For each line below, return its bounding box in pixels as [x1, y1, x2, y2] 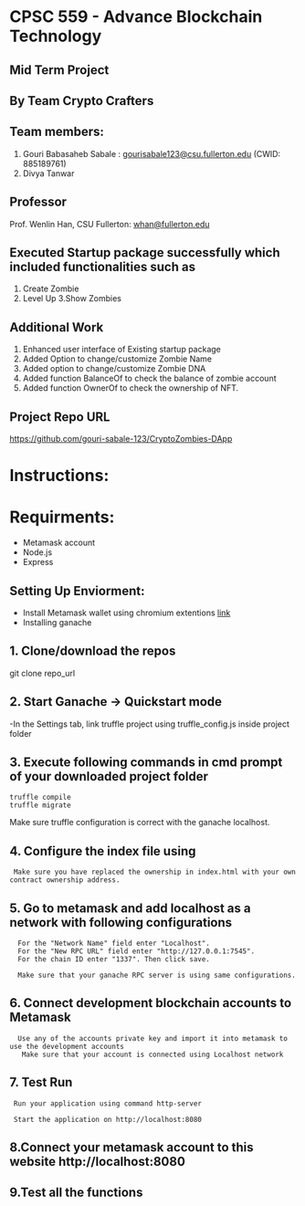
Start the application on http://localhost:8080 [13, 1115, 203, 1124]
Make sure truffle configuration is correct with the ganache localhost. [9, 817, 270, 828]
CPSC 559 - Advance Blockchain [9, 6, 263, 27]
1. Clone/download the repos [9, 644, 176, 659]
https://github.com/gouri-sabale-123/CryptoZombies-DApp [9, 434, 233, 445]
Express [22, 557, 54, 568]
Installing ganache [22, 616, 92, 627]
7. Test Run [9, 1075, 73, 1090]
